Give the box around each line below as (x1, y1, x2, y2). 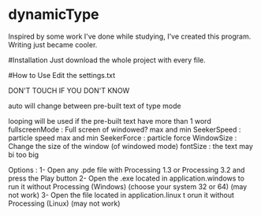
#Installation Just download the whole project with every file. (8, 55, 207, 65)
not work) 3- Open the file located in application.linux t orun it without (8, 190, 235, 199)
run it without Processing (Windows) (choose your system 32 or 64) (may (8, 181, 248, 191)
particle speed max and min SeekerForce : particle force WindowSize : (8, 132, 237, 143)
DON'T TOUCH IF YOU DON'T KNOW (8, 85, 130, 95)
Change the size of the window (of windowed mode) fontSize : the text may (8, 141, 254, 151)
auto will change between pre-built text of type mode (8, 101, 181, 110)
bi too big (8, 150, 39, 159)
